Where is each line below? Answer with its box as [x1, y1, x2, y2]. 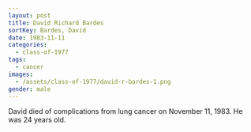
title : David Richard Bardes [8, 19, 104, 27]
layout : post [8, 11, 51, 20]
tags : [8, 56, 26, 64]
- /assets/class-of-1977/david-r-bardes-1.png [15, 77, 171, 85]
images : [8, 70, 34, 78]
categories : [8, 41, 47, 49]
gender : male [8, 85, 51, 93]
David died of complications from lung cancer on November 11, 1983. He [8, 107, 243, 116]
